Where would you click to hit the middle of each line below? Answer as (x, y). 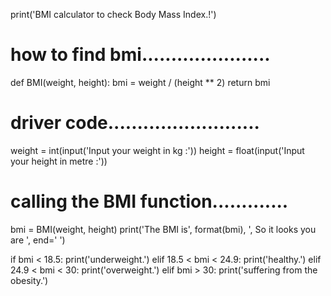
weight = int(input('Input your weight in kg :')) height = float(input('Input (157, 150)
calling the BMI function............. (149, 201)
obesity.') (29, 280)
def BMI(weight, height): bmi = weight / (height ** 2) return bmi (140, 82)
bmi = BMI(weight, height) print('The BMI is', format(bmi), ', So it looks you (163, 229)
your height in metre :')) (59, 161)
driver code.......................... (135, 123)
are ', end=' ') (38, 240)
